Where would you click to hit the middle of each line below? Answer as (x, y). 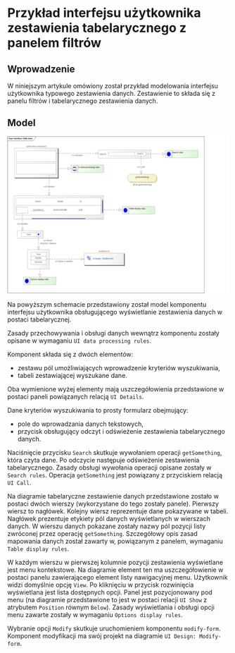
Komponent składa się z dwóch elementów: (70, 355)
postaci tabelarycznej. (39, 319)
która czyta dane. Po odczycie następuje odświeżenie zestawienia (103, 460)
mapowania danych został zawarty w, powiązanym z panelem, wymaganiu (115, 542)
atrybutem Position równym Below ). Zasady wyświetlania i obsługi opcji (111, 607)
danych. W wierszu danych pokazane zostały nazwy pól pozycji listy (107, 526)
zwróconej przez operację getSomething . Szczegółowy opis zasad (103, 534)
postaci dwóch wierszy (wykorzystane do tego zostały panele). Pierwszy (113, 504)
